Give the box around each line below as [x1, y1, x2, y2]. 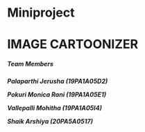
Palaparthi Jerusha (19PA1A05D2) [7, 77, 108, 86]
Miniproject [7, 5, 75, 21]
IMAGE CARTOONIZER [7, 37, 139, 53]
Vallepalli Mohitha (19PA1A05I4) [7, 104, 103, 112]
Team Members [7, 59, 54, 68]
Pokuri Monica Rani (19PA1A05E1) [7, 91, 107, 99]
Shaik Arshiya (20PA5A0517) [7, 117, 94, 126]
